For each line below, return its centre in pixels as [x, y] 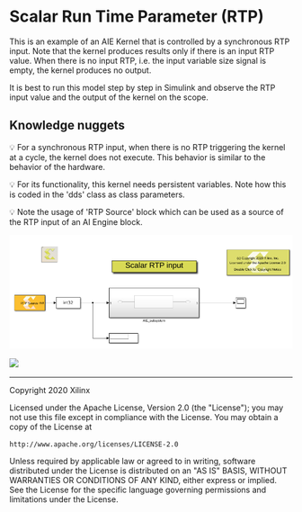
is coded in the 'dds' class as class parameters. [98, 194]
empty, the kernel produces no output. [80, 70]
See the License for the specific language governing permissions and [138, 490]
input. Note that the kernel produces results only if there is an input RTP [142, 50]
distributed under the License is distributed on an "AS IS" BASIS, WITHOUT [148, 471]
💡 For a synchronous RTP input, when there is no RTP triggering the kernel [147, 147]
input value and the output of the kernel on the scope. [109, 97]
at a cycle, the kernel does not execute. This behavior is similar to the [138, 157]
